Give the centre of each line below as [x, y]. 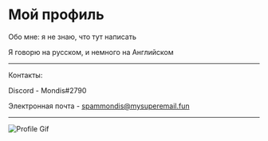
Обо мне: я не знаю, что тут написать [73, 37]
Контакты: [26, 75]
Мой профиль [56, 15]
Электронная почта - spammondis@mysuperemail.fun [99, 106]
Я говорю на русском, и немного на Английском [91, 52]
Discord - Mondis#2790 [47, 90]
